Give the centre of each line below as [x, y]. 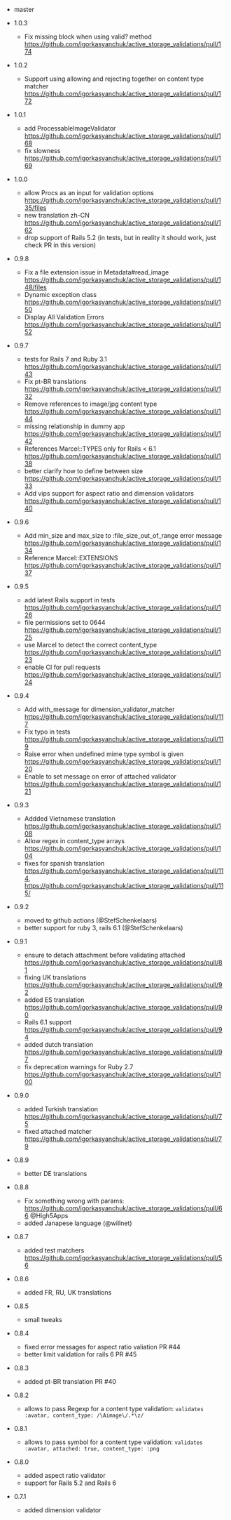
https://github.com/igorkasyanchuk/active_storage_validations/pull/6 [123, 1208]
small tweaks [43, 1320]
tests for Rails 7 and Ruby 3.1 [65, 359]
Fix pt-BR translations [55, 382]
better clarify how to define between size [84, 471]
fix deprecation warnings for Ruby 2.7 [79, 1067]
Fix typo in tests [47, 732]
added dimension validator [63, 1510]
